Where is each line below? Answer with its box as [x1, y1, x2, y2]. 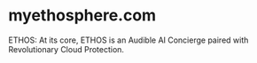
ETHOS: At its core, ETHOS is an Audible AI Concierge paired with [8, 35, 249, 45]
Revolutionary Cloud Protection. [8, 43, 125, 54]
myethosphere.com [8, 5, 157, 26]
